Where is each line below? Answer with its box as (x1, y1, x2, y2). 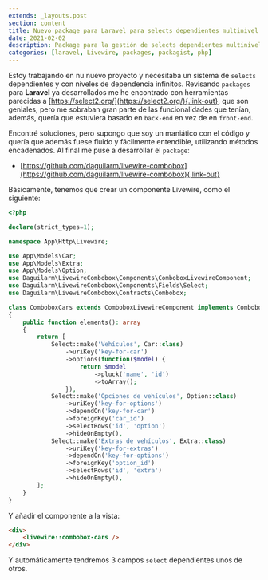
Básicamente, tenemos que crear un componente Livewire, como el (8, 185, 231, 194)
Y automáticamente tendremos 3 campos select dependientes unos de (8, 555, 243, 565)
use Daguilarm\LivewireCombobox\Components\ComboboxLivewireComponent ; (8, 274, 251, 282)
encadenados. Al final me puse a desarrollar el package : (8, 145, 190, 155)
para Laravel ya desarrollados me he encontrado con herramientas (8, 88, 229, 97)
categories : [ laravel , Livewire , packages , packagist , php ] (8, 49, 213, 57)
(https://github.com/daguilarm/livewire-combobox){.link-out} (19, 169, 221, 179)
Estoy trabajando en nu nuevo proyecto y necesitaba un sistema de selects (8, 71, 257, 80)
